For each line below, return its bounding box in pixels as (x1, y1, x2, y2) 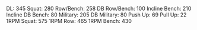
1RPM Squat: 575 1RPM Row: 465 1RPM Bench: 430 (6, 18, 132, 24)
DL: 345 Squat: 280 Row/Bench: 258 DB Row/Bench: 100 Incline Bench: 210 (6, 5, 192, 12)
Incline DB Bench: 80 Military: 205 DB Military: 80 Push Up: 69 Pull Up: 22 (6, 11, 187, 18)
